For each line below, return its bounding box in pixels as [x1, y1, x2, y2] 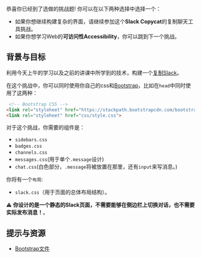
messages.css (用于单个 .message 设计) [14, 156, 105, 163]
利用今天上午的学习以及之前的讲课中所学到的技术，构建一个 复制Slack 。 [6, 69, 182, 76]
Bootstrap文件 [14, 245, 50, 253]
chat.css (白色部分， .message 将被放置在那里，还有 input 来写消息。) [14, 163, 178, 171]
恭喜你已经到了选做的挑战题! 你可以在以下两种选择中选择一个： [6, 5, 162, 12]
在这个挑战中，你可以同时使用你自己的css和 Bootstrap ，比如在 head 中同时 [6, 81, 186, 89]
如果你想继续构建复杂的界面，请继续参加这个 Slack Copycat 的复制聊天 [14, 18, 188, 25]
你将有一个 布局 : [6, 176, 43, 183]
